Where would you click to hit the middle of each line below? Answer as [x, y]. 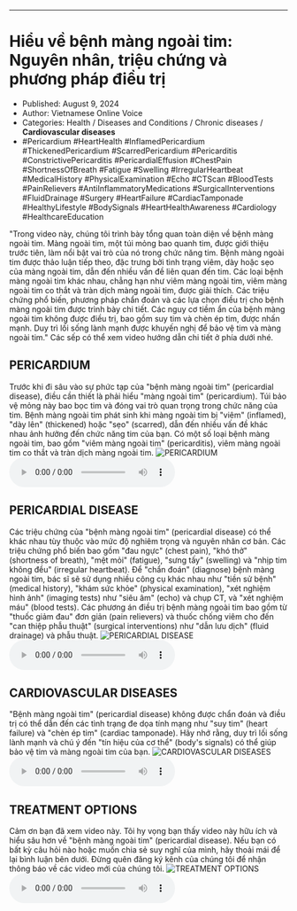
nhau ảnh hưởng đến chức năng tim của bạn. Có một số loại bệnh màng [140, 433]
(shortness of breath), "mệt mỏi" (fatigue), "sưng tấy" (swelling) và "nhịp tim [148, 560]
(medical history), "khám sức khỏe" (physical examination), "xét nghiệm [140, 588]
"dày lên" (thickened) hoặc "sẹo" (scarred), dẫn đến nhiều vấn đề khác [138, 424]
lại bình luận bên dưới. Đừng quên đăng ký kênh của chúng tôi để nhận [138, 860]
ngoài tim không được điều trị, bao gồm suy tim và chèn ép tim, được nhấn [145, 318]
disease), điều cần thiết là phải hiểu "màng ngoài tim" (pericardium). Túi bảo [148, 396]
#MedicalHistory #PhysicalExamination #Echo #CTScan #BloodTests [148, 179]
